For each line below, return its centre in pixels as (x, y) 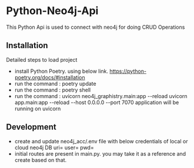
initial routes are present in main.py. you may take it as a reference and (100, 153)
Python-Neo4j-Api (52, 11)
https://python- (128, 71)
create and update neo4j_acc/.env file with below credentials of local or (101, 141)
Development (31, 127)
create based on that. (41, 160)
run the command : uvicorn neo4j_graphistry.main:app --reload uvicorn (101, 96)
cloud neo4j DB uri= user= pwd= (54, 147)
